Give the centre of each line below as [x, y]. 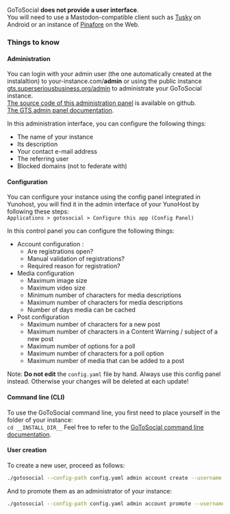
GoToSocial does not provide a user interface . [73, 10]
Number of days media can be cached [81, 310]
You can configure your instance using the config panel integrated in [104, 197]
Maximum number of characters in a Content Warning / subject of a [122, 331]
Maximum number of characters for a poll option [95, 353]
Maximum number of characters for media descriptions [105, 303]
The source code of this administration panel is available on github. [102, 103]
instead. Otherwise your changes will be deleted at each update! [98, 382]
